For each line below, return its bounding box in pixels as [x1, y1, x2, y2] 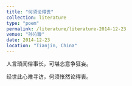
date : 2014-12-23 [6, 37, 50, 43]
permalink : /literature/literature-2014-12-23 [6, 25, 127, 32]
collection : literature [6, 15, 67, 21]
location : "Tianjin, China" [6, 43, 78, 49]
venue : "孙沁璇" [6, 31, 45, 38]
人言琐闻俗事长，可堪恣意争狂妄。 [6, 60, 92, 67]
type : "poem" [6, 20, 40, 26]
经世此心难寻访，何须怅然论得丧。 [6, 73, 92, 80]
